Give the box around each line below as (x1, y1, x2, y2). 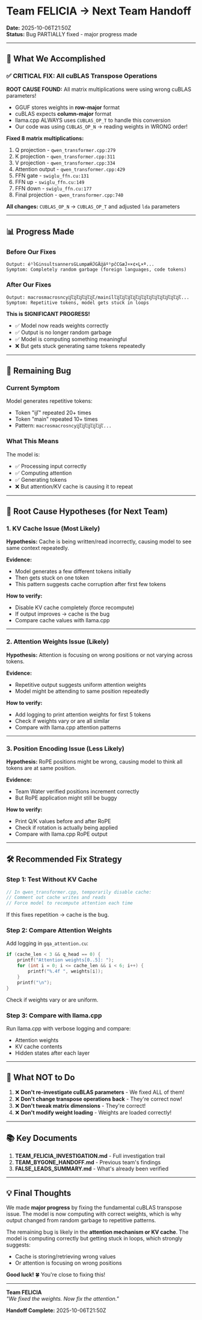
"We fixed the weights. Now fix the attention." (6, 1295, 119, 1303)
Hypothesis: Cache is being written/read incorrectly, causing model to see (6, 538, 192, 545)
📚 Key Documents (6, 1133, 78, 1143)
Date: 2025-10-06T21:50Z (6, 24, 72, 31)
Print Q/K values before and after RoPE (14, 817, 111, 824)
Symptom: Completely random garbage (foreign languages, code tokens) (6, 267, 187, 273)
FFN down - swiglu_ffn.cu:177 (14, 185, 92, 192)
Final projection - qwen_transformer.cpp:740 (14, 191, 124, 198)
